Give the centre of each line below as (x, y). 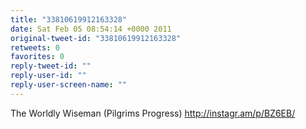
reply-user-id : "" (48, 76)
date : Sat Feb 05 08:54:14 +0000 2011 (91, 29)
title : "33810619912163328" (69, 19)
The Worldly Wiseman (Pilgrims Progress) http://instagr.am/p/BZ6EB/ (153, 113)
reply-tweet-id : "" (51, 66)
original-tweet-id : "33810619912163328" (96, 38)
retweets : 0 (35, 47)
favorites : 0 (37, 57)
